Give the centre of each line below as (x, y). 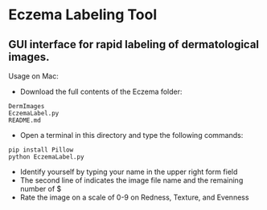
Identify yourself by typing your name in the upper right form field (129, 172)
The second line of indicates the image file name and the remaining (131, 180)
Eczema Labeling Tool (83, 15)
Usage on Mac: (33, 76)
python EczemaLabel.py (46, 157)
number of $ (41, 189)
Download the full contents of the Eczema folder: (101, 91)
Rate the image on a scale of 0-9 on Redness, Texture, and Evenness (134, 197)
